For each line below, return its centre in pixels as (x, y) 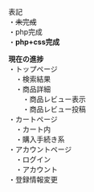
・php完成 (25, 32)
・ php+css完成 (34, 42)
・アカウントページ (40, 149)
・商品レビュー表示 (54, 99)
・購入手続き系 (40, 139)
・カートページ (33, 119)
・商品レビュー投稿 (54, 109)
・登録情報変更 (33, 180)
